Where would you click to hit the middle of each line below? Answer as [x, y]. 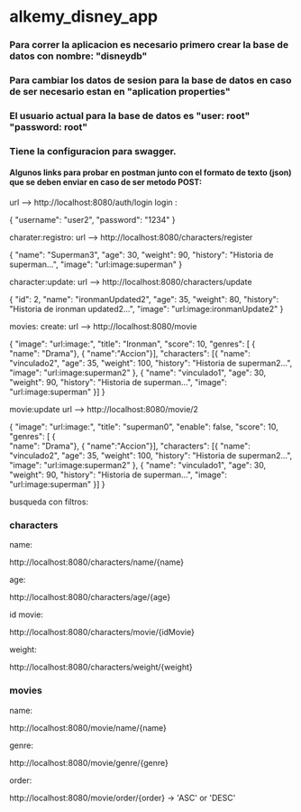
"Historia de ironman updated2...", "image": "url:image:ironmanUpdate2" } [146, 309]
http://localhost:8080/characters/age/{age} [90, 597]
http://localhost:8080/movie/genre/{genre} [89, 762]
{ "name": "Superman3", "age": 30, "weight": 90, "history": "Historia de [141, 255]
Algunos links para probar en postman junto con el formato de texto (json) [150, 172]
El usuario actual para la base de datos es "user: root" [130, 115]
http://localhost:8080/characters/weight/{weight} [101, 667]
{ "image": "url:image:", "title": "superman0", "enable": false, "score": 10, [144, 427]
